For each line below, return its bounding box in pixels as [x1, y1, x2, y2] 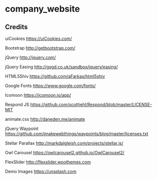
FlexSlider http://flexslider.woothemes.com [5, 159, 91, 165]
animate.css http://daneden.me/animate [5, 116, 85, 122]
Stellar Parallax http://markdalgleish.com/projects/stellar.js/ [5, 140, 123, 146]
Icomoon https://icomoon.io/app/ [5, 92, 71, 98]
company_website [5, 3, 80, 15]
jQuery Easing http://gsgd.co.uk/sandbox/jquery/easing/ [5, 64, 118, 70]
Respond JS [5, 102, 30, 107]
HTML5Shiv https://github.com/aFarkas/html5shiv [5, 73, 105, 79]
